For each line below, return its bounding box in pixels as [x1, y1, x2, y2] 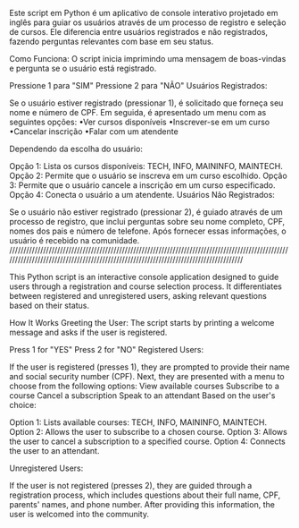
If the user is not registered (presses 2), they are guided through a [9, 481, 253, 490]
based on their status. [9, 300, 90, 311]
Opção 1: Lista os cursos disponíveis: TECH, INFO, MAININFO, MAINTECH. [9, 161, 283, 171]
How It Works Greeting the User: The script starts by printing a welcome [9, 318, 275, 328]
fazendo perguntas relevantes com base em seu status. [9, 36, 214, 47]
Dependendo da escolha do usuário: [9, 143, 143, 154]
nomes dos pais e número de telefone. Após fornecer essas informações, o [9, 226, 287, 236]
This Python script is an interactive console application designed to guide [9, 272, 279, 282]
